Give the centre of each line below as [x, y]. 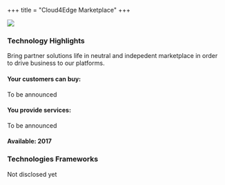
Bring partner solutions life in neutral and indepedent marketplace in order [112, 56]
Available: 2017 [29, 142]
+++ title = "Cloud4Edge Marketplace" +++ [69, 10]
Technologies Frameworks [53, 159]
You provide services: [39, 110]
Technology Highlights [46, 41]
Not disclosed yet [32, 174]
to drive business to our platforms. [56, 63]
